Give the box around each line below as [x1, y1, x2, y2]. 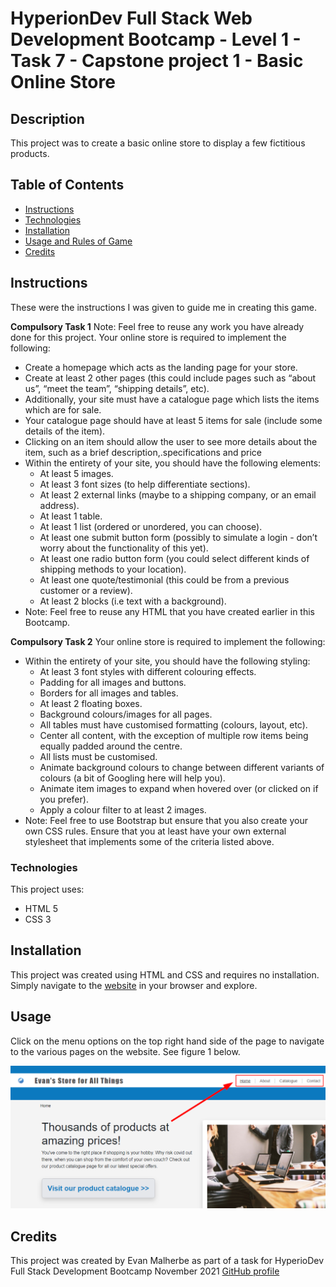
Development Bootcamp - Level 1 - [10, 28, 302, 51]
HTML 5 [24, 902, 59, 914]
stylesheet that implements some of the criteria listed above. [24, 835, 275, 847]
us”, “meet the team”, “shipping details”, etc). [24, 382, 210, 394]
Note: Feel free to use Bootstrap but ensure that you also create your [24, 814, 309, 826]
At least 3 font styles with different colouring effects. [39, 665, 257, 677]
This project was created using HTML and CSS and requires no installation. [10, 968, 320, 981]
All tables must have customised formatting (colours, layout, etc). [39, 718, 308, 731]
